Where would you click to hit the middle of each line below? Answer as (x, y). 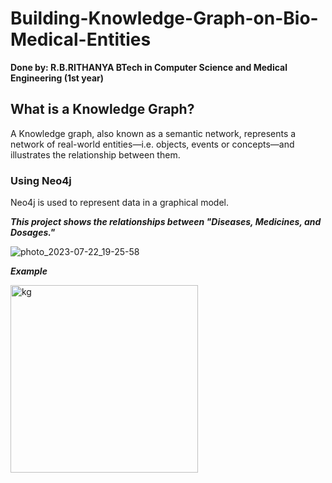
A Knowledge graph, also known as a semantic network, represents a (153, 133)
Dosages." (33, 233)
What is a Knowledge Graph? (102, 109)
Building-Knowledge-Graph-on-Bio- (164, 18)
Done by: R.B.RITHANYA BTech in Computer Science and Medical (149, 67)
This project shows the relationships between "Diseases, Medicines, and (166, 222)
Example (29, 271)
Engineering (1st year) (57, 78)
